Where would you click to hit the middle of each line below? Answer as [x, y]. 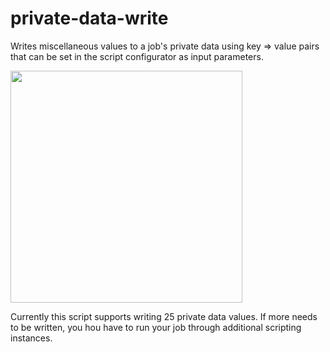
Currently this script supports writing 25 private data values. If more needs [164, 316]
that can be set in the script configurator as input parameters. [137, 56]
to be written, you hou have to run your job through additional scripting [156, 327]
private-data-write [89, 18]
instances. [31, 338]
